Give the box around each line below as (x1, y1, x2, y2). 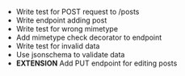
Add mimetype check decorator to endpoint (15, 32, 162, 42)
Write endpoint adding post (15, 15, 107, 25)
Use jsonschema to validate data (15, 50, 125, 59)
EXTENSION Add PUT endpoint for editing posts (15, 58, 178, 68)
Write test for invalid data (15, 41, 100, 51)
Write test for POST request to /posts (15, 7, 140, 16)
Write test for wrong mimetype (15, 24, 119, 33)
